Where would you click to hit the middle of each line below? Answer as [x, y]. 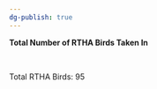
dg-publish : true [41, 17]
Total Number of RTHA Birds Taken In [78, 42]
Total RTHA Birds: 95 [47, 77]
